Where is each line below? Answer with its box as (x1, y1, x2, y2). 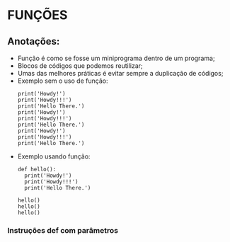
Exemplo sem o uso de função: (17, 76, 108, 85)
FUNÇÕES (7, 7, 68, 23)
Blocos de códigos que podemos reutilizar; (17, 62, 143, 70)
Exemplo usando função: (17, 152, 91, 161)
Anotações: (7, 35, 60, 47)
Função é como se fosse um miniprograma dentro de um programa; (17, 54, 215, 62)
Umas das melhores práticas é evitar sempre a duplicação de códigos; (17, 69, 224, 77)
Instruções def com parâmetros (7, 225, 119, 235)
